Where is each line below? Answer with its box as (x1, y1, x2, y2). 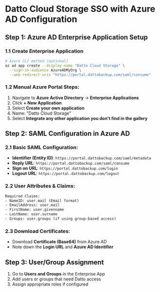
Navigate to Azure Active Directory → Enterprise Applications (12, 95, 139, 101)
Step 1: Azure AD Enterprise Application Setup (5, 33, 148, 41)
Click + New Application (12, 100, 62, 105)
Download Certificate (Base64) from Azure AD (12, 239, 107, 245)
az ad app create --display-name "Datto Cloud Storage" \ (5, 63, 125, 68)
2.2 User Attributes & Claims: (5, 183, 75, 189)
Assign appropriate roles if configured (12, 281, 89, 287)
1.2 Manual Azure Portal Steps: (5, 84, 79, 90)
